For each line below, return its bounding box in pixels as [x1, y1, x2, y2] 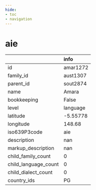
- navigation [5, 16, 32, 21]
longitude [7, 121, 30, 127]
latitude [7, 113, 25, 120]
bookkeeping [7, 96, 38, 103]
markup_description [7, 145, 55, 152]
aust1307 [63, 72, 87, 79]
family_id [7, 72, 28, 79]
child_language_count [7, 161, 59, 168]
